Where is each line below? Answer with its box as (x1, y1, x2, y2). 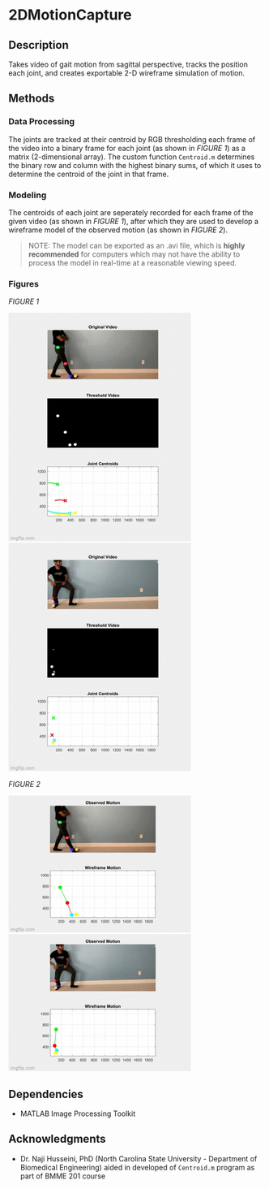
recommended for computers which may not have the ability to (28, 249, 241, 259)
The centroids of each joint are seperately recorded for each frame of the (8, 207, 254, 217)
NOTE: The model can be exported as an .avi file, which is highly (28, 240, 246, 250)
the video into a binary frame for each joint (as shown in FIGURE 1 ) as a (8, 143, 246, 153)
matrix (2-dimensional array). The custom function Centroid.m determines (8, 152, 255, 162)
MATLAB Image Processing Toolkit (19, 1109, 136, 1118)
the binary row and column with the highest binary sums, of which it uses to (8, 160, 262, 170)
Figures (8, 278, 39, 289)
